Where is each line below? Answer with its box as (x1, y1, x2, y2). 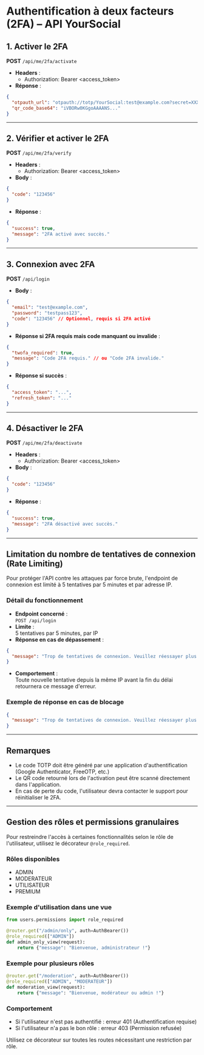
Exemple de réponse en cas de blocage (6, 698, 124, 707)
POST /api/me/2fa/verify (6, 149, 72, 157)
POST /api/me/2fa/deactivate (6, 439, 83, 447)
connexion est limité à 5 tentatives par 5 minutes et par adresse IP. (6, 581, 173, 588)
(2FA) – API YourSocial (6, 17, 121, 31)
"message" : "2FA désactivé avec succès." (12, 521, 118, 527)
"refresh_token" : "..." (12, 395, 72, 401)
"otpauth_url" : (12, 99, 50, 106)
